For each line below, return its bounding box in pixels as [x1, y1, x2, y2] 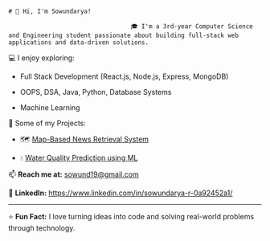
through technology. [8, 223, 76, 233]
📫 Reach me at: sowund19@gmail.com [8, 170, 139, 179]
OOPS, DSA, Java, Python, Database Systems [19, 88, 172, 96]
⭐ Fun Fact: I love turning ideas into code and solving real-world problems [8, 212, 255, 221]
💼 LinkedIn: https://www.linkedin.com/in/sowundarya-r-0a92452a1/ [8, 188, 233, 198]
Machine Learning [19, 103, 80, 112]
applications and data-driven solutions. [8, 39, 149, 47]
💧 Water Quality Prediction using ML [19, 153, 138, 162]
